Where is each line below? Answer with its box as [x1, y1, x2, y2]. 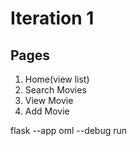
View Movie [24, 95, 74, 106]
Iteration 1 [10, 7, 95, 30]
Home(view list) [24, 73, 90, 85]
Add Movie [24, 105, 70, 117]
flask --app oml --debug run [10, 125, 128, 136]
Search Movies [24, 84, 87, 96]
